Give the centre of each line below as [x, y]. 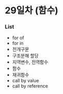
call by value [26, 81]
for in [18, 43]
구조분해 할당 [25, 56]
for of [18, 38]
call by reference [30, 86]
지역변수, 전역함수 [30, 62]
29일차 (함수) [31, 10]
